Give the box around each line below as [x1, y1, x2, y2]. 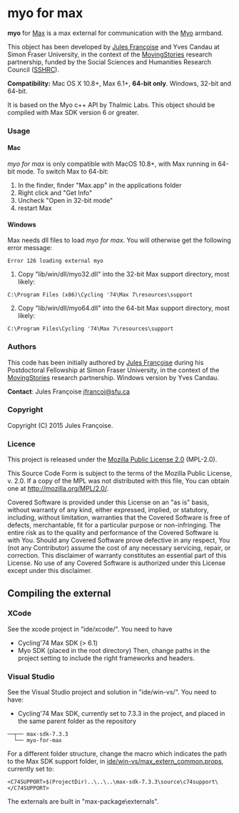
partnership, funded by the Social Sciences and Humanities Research [7, 57, 212, 66]
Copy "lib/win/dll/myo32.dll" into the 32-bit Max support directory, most [17, 270, 230, 279]
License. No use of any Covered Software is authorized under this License [7, 559, 226, 567]
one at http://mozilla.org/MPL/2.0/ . [7, 484, 109, 493]
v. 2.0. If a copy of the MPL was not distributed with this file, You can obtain [7, 477, 230, 485]
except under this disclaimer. [7, 567, 93, 575]
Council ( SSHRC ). [7, 65, 59, 74]
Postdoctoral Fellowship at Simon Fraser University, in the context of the [7, 366, 220, 374]
